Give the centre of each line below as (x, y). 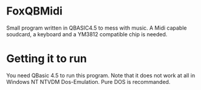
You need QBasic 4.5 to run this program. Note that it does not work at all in (101, 75)
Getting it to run (46, 59)
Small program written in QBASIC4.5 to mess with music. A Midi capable (97, 28)
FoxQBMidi (34, 11)
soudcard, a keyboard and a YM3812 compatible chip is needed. (87, 34)
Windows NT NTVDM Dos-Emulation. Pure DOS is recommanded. (88, 82)
